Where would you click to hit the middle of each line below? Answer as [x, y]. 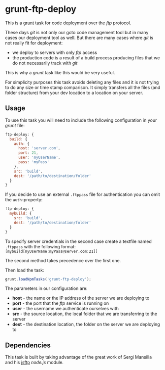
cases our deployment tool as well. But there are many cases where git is [79, 38]
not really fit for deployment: [34, 43]
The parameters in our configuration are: [46, 288]
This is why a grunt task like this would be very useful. [60, 72]
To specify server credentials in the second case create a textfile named [78, 241]
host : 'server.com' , [39, 148]
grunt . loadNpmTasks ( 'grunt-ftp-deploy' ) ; [48, 279]
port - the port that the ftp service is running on [61, 303]
